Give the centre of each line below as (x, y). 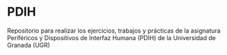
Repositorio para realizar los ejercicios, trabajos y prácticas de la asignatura (114, 31)
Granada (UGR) (29, 45)
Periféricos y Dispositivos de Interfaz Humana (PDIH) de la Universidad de (111, 37)
